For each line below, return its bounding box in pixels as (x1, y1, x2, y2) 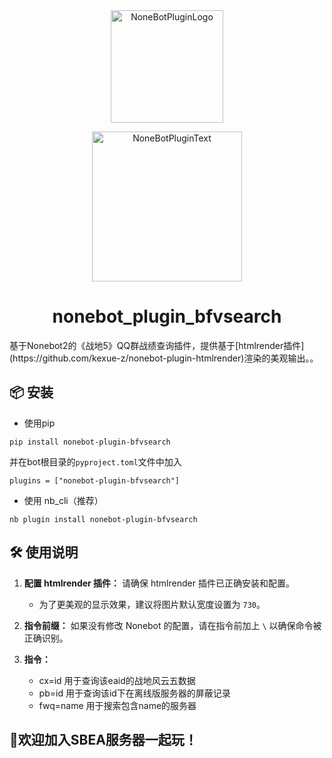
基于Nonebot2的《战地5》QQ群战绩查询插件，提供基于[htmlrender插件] (9, 339, 305, 351)
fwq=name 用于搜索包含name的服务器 (38, 699, 197, 711)
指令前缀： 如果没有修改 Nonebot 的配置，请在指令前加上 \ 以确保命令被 (23, 619, 322, 631)
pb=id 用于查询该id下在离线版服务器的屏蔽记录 (38, 687, 231, 699)
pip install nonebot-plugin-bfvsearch (9, 437, 171, 447)
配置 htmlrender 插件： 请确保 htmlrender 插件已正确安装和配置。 (23, 577, 295, 589)
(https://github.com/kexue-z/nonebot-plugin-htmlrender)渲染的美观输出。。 (9, 352, 319, 364)
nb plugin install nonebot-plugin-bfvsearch (9, 514, 198, 524)
